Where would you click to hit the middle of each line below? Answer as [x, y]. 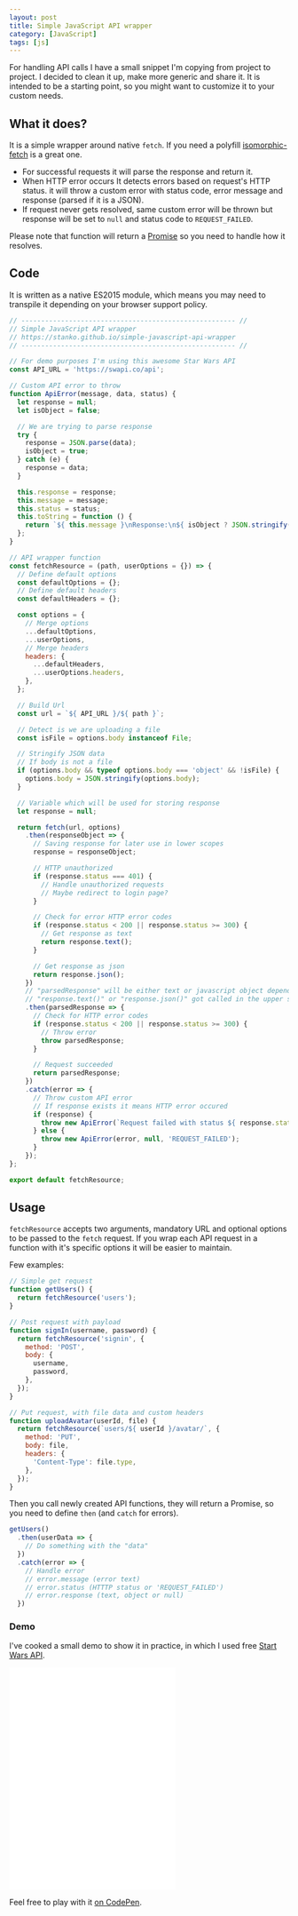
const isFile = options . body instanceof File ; [105, 738]
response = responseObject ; [85, 852]
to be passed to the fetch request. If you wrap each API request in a [133, 1238]
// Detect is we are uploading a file [89, 729]
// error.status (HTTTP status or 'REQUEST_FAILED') [125, 1587]
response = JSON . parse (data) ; [81, 443]
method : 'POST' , [55, 1347]
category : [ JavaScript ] [53, 34]
